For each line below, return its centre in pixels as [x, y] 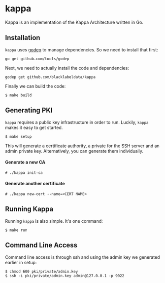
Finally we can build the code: [35, 86]
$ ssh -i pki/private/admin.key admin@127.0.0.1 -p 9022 [65, 276]
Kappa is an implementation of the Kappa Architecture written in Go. [74, 22]
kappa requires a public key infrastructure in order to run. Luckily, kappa [77, 122]
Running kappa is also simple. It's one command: [54, 221]
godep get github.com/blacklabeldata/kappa [50, 77]
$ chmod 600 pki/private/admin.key [42, 271]
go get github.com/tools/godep [37, 59]
